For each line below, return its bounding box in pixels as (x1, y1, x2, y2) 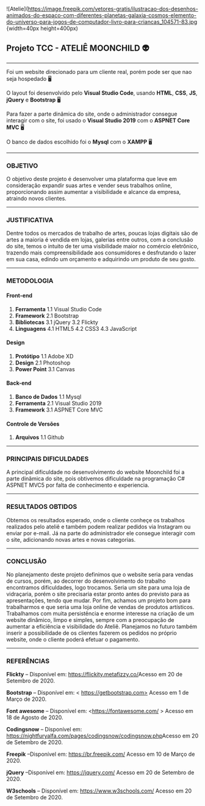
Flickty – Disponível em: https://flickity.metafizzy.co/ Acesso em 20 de (6, 671, 183, 678)
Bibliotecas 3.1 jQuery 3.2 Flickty (15, 318, 99, 326)
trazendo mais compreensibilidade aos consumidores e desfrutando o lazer (6, 249, 196, 256)
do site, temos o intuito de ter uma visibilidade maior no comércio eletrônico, (6, 243, 199, 250)
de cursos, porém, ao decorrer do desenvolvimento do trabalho (6, 577, 166, 585)
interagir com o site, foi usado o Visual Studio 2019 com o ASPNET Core (6, 116, 190, 124)
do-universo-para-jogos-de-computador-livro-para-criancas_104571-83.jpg (6, 18, 198, 25)
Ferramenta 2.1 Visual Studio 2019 (15, 399, 102, 407)
